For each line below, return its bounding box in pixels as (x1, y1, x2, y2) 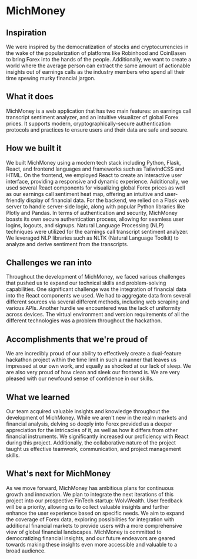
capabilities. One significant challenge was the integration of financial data (6, 286, 187, 293)
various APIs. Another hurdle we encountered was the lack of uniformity (6, 305, 181, 312)
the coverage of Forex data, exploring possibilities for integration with (6, 515, 175, 523)
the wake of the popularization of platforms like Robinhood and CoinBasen (6, 50, 186, 57)
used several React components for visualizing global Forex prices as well (6, 184, 185, 191)
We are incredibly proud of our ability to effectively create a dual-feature (6, 350, 182, 357)
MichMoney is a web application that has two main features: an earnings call (6, 107, 192, 115)
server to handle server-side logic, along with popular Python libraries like (6, 202, 185, 210)
